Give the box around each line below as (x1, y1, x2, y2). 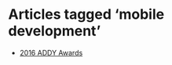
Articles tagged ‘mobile (8, 5, 165, 23)
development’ (8, 22, 101, 40)
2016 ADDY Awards (19, 48, 83, 57)
